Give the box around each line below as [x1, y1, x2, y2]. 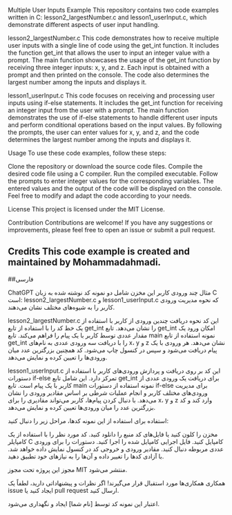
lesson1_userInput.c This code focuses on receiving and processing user [8, 91, 215, 100]
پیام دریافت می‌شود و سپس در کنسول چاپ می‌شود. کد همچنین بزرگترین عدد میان [8, 346, 217, 354]
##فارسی [8, 274, 34, 283]
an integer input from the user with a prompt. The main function [8, 106, 189, 114]
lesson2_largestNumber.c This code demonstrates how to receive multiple [8, 34, 220, 42]
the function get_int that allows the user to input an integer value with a [8, 48, 210, 57]
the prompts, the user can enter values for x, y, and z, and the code [8, 128, 200, 136]
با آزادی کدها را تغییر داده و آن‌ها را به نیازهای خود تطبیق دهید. [8, 452, 164, 460]
